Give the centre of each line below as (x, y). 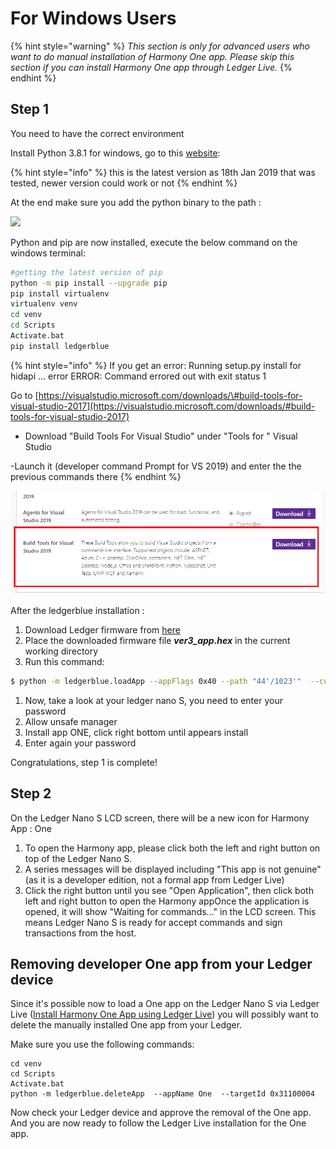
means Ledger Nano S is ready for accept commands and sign (153, 922)
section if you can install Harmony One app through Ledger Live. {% (151, 67)
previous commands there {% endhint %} (96, 476)
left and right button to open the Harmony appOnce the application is (167, 901)
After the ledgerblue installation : (77, 610)
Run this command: (64, 661)
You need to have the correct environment (97, 133)
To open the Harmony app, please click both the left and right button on (172, 848)
